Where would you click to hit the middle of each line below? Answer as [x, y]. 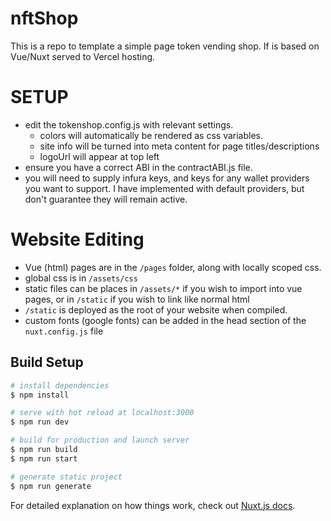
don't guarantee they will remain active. [106, 199]
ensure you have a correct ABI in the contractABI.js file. [138, 167]
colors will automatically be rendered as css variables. [151, 135]
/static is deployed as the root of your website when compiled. [156, 309]
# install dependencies [60, 385]
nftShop [44, 18]
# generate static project [66, 477]
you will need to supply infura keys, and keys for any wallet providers [167, 178]
